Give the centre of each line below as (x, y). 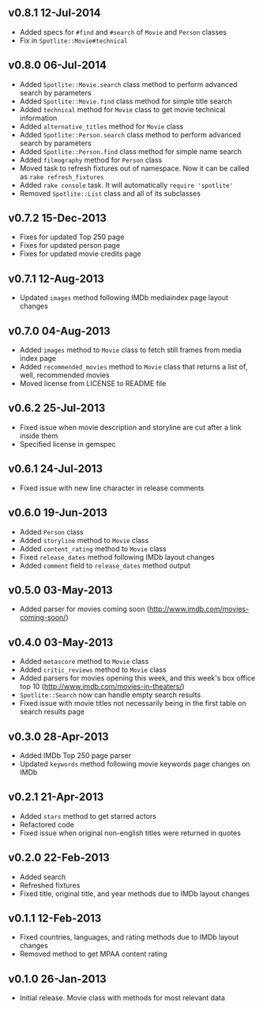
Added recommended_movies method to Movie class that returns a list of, (133, 367)
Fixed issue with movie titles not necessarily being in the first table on (133, 703)
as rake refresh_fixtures (62, 176)
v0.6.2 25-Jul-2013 (57, 409)
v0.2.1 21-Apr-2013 (56, 797)
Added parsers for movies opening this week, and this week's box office (137, 678)
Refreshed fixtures (50, 885)
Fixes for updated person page (70, 246)
